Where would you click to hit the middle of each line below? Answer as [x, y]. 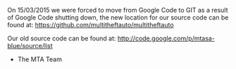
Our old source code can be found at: [62, 38]
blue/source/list [30, 46]
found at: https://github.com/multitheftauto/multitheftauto [91, 25]
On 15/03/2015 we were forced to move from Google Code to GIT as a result [118, 10]
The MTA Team [39, 59]
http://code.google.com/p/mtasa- [166, 38]
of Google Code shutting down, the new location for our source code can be [118, 17]
